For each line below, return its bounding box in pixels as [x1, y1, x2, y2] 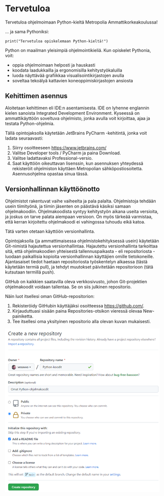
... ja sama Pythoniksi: [5, 28, 49, 34]
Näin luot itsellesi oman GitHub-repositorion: [5, 293, 94, 299]
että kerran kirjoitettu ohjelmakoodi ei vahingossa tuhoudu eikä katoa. [5, 219, 145, 224]
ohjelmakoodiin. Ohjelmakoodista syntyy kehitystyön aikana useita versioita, [5, 208, 159, 214]
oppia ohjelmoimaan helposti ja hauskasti [12, 62, 95, 68]
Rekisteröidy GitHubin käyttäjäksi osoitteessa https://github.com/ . [12, 302, 144, 309]
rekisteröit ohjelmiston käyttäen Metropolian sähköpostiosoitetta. [12, 165, 143, 172]
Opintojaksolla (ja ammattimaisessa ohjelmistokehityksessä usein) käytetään [5, 238, 159, 244]
